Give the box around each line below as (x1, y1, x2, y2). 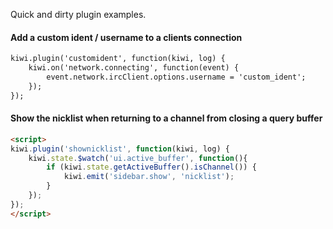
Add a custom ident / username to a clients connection (10, 31, 243, 43)
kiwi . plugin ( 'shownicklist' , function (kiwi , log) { (10, 144, 230, 154)
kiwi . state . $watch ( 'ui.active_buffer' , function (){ (28, 153, 248, 163)
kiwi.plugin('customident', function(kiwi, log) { (10, 54, 226, 64)
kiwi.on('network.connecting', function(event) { (28, 63, 240, 73)
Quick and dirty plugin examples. (10, 9, 147, 20)
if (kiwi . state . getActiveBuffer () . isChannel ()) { (46, 162, 257, 173)
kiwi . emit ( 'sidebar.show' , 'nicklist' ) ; (63, 172, 235, 182)
